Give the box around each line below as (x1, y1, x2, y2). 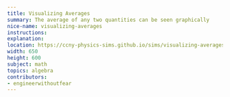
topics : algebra (7, 67, 53, 74)
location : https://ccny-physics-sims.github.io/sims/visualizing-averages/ (7, 42, 228, 48)
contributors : (7, 73, 48, 81)
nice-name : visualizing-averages (7, 23, 103, 29)
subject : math (7, 61, 48, 68)
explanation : (7, 36, 44, 42)
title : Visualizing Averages (7, 10, 90, 17)
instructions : (7, 29, 48, 36)
